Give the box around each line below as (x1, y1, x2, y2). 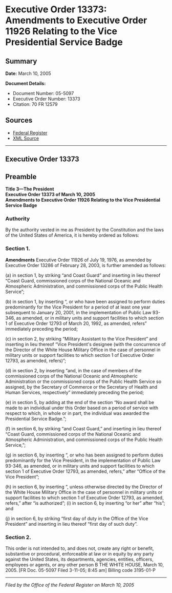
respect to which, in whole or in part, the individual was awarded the (5, 410, 150, 416)
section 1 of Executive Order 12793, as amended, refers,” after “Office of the (5, 468, 166, 474)
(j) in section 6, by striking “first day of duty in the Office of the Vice (5, 515, 148, 522)
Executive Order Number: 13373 (12, 96, 80, 102)
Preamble (5, 172, 37, 181)
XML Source (12, 135, 39, 141)
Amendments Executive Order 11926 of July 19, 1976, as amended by (5, 257, 152, 263)
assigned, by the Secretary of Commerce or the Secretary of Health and (5, 384, 158, 390)
